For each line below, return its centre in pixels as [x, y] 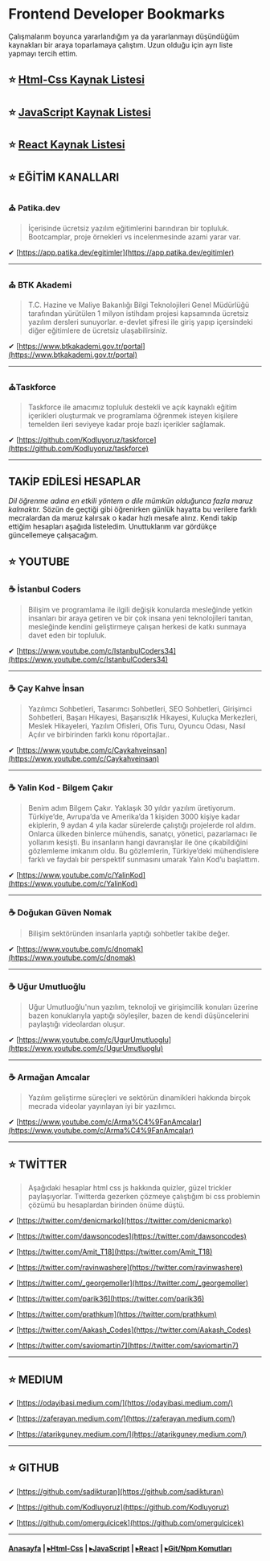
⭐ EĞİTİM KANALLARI [64, 177]
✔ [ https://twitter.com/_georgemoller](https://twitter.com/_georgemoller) [129, 1283]
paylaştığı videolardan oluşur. [77, 1024]
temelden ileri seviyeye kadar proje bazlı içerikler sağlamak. [127, 425]
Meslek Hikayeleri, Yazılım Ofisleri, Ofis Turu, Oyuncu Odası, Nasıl [137, 726]
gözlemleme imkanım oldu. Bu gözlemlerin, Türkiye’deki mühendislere [143, 851]
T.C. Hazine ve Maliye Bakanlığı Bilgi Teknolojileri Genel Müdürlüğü [139, 305]
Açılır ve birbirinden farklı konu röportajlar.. [99, 735]
